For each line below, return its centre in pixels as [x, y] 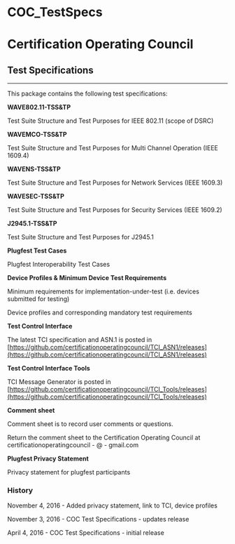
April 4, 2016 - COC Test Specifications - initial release [86, 533]
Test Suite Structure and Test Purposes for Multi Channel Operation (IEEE [113, 148]
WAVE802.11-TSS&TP [39, 107]
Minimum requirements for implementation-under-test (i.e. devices [103, 291]
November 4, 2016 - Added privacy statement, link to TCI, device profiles [113, 505]
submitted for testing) [38, 299]
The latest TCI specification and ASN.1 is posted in [80, 340]
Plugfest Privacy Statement [48, 459]
